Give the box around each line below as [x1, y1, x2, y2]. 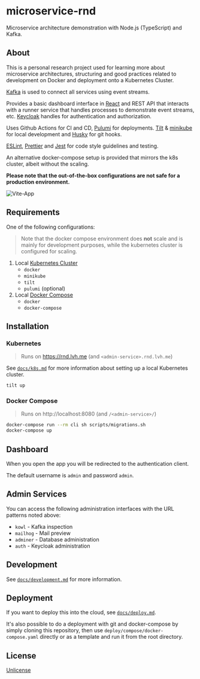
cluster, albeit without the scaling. [6, 160, 89, 167]
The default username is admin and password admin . [6, 471, 134, 478]
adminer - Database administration [14, 536, 100, 543]
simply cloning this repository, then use [6, 627, 104, 634]
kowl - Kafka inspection [14, 523, 73, 530]
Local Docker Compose [14, 291, 74, 298]
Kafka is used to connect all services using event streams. [6, 88, 150, 95]
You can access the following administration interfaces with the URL [6, 505, 175, 512]
